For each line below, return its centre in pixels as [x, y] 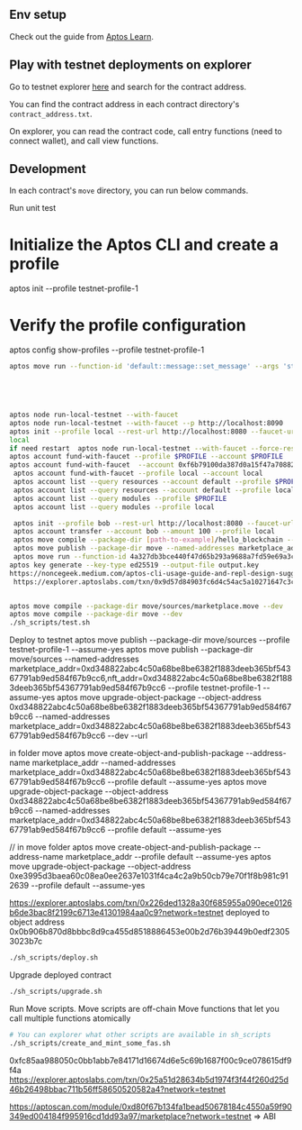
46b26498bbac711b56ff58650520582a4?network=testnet [118, 1089]
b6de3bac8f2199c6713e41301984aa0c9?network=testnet [117, 913]
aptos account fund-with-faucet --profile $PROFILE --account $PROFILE [146, 457]
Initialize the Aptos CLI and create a [144, 245]
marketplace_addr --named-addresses [104, 763]
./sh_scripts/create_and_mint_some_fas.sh [90, 1043]
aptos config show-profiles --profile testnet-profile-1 [107, 350]
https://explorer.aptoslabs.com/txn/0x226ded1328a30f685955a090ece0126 [151, 903]
